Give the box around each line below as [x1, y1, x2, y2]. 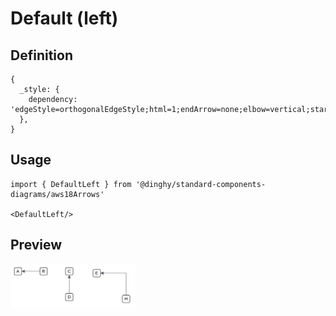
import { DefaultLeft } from [10, 179, 132, 189]
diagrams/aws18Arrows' [10, 189, 105, 199]
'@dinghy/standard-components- [135, 179, 267, 189]
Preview [10, 237, 63, 254]
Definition [10, 47, 73, 64]
